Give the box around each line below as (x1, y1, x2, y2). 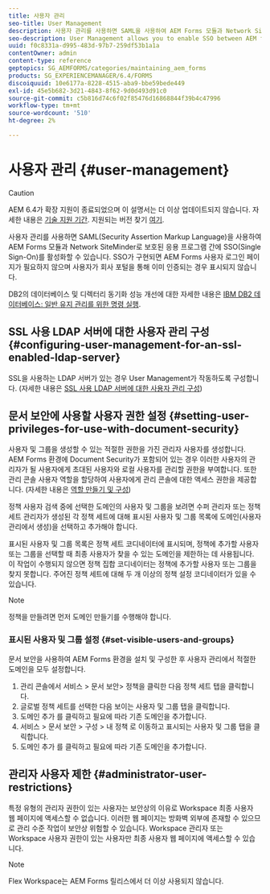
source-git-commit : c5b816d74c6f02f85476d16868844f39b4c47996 (8, 94, 221, 102)
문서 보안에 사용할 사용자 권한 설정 (8, 409, 167, 423)
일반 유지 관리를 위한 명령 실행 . (44, 299, 141, 308)
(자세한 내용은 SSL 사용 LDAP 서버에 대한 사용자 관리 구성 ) (18, 383, 203, 393)
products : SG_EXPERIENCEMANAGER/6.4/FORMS (8, 72, 153, 80)
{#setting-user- (168, 409, 250, 423)
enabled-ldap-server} (8, 351, 121, 365)
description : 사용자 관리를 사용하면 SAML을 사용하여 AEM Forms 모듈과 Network (8, 27, 252, 35)
